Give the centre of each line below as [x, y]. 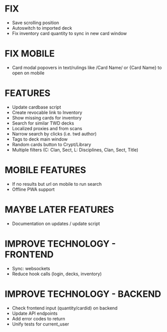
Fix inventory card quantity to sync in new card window [69, 33]
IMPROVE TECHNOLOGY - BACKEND [83, 294]
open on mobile [28, 73]
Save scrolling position [35, 23]
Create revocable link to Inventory [47, 112]
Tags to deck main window [40, 139]
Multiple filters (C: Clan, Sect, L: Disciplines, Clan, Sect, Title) [75, 150]
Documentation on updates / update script [56, 224]
